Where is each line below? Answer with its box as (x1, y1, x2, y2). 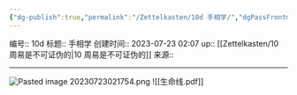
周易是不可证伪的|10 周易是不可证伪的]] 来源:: (9, 49, 174, 60)
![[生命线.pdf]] (151, 76, 204, 86)
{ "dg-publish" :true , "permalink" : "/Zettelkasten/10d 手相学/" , (9, 12, 240, 22)
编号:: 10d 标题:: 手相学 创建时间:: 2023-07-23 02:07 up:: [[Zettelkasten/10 (9, 38, 279, 48)
